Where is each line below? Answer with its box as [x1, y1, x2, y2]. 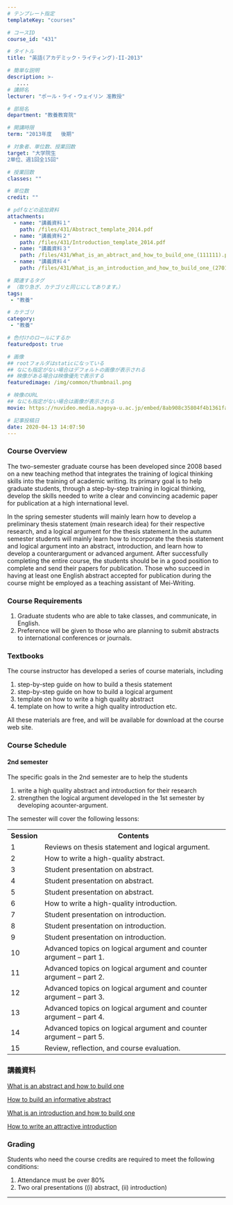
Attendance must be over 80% [17, 1176, 105, 1184]
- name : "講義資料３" [13, 245, 71, 252]
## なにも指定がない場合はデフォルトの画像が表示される [7, 366, 146, 373]
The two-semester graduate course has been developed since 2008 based [7, 462, 222, 470]
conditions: [7, 1162, 40, 1170]
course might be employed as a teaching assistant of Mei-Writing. [7, 578, 196, 587]
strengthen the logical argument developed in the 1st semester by [17, 794, 205, 802]
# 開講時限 [7, 124, 35, 132]
